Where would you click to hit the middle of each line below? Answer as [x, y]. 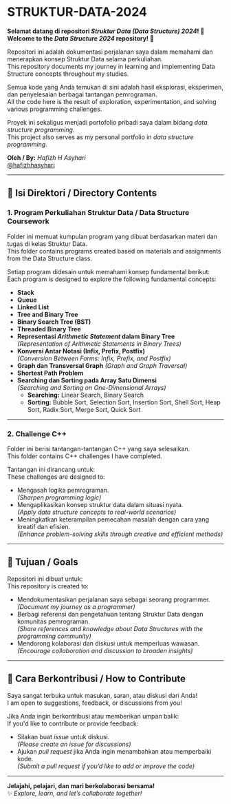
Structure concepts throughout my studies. [68, 74]
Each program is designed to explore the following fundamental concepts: [112, 279]
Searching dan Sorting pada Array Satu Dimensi [87, 380]
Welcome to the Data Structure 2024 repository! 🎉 [81, 38]
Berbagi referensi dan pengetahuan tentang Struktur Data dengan [110, 614]
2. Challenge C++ [37, 433]
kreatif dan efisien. [44, 526]
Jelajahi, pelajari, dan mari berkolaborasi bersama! [81, 785]
